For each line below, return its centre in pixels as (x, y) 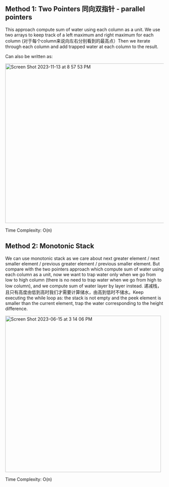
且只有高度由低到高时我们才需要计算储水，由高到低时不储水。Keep (74, 292)
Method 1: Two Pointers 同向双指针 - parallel (75, 9)
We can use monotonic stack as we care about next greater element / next (82, 258)
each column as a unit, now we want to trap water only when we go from (80, 274)
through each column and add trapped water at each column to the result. (82, 47)
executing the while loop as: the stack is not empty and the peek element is (83, 298)
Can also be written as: (29, 56)
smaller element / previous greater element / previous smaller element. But (82, 263)
